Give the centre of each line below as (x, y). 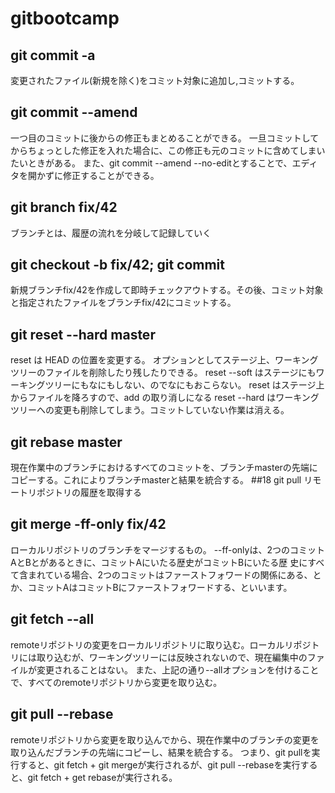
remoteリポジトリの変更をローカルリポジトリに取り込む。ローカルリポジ (161, 644)
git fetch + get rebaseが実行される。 (102, 777)
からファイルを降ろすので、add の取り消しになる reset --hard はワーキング (165, 398)
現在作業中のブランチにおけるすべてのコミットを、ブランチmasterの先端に (164, 468)
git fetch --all (52, 619)
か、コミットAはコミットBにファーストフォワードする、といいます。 (151, 587)
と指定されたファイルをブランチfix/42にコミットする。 (123, 303)
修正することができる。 (111, 175)
